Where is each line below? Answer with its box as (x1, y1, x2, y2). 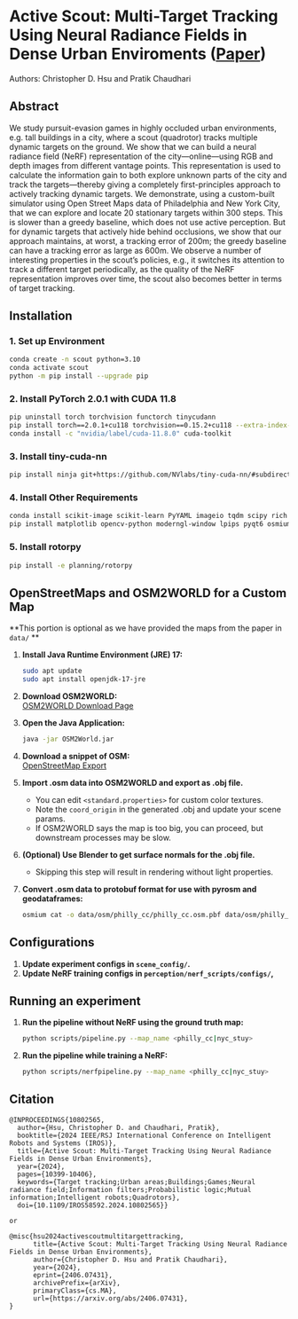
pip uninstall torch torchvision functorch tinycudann (9, 412, 216, 422)
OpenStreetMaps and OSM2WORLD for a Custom (9, 585, 286, 601)
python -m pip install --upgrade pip (9, 372, 149, 381)
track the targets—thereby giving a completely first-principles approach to (9, 179, 281, 190)
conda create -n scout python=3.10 (9, 355, 141, 365)
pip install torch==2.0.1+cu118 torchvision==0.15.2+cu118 (9, 421, 232, 430)
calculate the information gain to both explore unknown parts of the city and (9, 169, 287, 180)
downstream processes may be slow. (35, 832, 171, 843)
